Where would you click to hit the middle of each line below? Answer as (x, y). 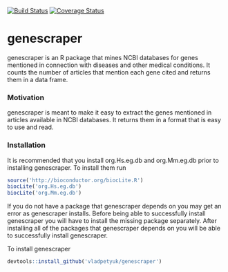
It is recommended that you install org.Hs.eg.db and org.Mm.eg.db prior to (113, 160)
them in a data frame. (38, 79)
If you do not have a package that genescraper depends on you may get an (114, 206)
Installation (27, 145)
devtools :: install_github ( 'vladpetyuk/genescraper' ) (85, 262)
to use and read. (30, 127)
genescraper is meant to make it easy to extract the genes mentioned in (110, 113)
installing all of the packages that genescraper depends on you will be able (114, 229)
